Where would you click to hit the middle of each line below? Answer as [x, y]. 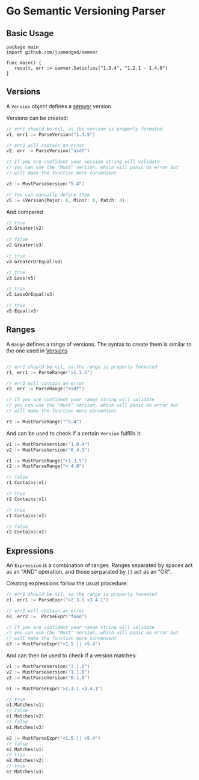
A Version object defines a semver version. [60, 106]
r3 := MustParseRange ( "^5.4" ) [44, 422]
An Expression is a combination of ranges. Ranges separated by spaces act [99, 565]
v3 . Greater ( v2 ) [25, 229]
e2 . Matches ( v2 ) [25, 761]
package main [23, 47]
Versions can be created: [37, 118]
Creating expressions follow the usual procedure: [67, 583]
